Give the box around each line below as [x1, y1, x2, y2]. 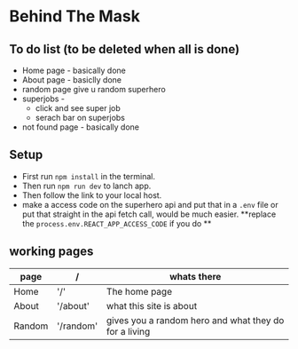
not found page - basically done [21, 122, 140, 132]
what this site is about [106, 299, 198, 312]
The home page [106, 285, 173, 297]
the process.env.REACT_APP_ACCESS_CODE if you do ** [21, 218, 212, 228]
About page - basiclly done [21, 75, 122, 85]
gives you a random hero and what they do [106, 313, 285, 326]
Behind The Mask [9, 6, 140, 27]
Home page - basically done [21, 65, 126, 75]
